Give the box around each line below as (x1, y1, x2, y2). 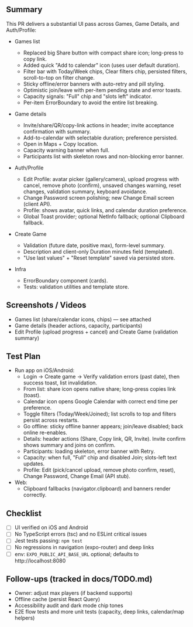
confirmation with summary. (23, 128, 91, 135)
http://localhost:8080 (14, 557, 66, 564)
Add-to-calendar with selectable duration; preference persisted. (23, 134, 178, 141)
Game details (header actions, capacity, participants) (14, 322, 143, 329)
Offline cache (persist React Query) (14, 596, 101, 603)
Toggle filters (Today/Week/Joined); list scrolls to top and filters (23, 410, 177, 418)
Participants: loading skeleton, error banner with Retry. (23, 448, 155, 455)
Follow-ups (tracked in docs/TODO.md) (6, 574, 153, 584)
